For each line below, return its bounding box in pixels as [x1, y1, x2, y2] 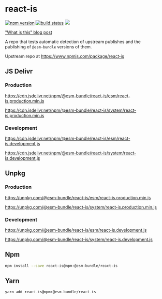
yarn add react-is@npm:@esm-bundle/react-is [5, 289, 96, 295]
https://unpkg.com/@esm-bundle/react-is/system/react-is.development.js [5, 236, 153, 242]
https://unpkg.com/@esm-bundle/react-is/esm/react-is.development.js [5, 227, 147, 233]
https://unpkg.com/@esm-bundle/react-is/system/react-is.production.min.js [5, 204, 157, 210]
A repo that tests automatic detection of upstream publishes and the [5, 39, 141, 45]
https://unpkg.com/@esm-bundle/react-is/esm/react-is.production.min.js [5, 194, 151, 200]
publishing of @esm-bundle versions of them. [5, 44, 92, 49]
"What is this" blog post [5, 29, 52, 35]
